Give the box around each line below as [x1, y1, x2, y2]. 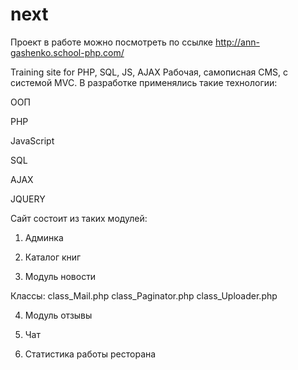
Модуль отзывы [24, 309, 93, 321]
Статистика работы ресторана [24, 348, 157, 360]
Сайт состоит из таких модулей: [10, 212, 148, 224]
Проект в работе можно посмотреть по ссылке [10, 36, 213, 48]
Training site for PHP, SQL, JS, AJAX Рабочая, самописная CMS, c [10, 66, 289, 78]
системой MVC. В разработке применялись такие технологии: [10, 76, 278, 88]
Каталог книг [24, 251, 82, 263]
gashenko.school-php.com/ [10, 46, 125, 58]
